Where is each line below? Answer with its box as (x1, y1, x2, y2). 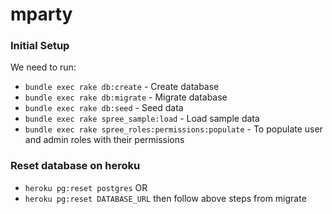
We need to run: (10, 61, 77, 73)
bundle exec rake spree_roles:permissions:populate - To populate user (24, 123, 323, 135)
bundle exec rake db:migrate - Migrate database (24, 91, 228, 103)
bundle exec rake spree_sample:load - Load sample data (24, 113, 260, 125)
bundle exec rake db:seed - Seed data (24, 102, 184, 114)
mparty (10, 3, 73, 26)
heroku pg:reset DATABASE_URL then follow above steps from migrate (24, 192, 307, 204)
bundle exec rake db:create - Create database (24, 81, 220, 93)
